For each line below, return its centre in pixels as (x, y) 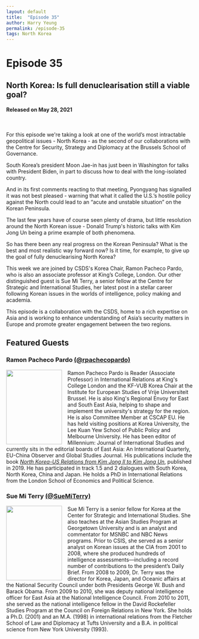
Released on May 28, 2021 (39, 110)
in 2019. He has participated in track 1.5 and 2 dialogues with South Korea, (97, 468)
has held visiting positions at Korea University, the (129, 423)
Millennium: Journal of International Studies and (126, 442)
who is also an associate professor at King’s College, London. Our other (94, 274)
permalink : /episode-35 (36, 28)
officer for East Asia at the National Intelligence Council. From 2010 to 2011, (98, 597)
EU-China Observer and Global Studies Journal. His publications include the (99, 455)
